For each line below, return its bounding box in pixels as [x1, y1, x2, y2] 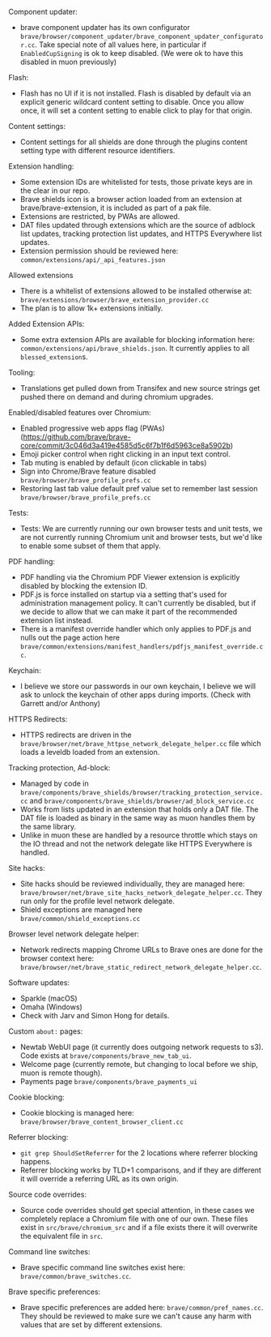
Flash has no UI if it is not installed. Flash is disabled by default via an [19, 88, 252, 98]
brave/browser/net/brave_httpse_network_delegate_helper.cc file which [19, 739, 261, 748]
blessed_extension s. [19, 352, 88, 362]
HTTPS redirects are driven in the [19, 730, 132, 739]
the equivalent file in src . [19, 1232, 104, 1241]
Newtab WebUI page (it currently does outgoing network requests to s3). [19, 1042, 265, 1052]
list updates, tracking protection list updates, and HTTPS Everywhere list [19, 229, 262, 238]
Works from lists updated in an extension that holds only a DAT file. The [19, 804, 259, 814]
